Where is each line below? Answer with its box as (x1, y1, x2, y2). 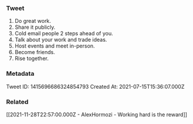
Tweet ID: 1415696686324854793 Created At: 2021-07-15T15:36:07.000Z (6, 83, 185, 90)
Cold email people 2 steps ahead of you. (14, 30, 113, 37)
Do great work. (14, 18, 51, 25)
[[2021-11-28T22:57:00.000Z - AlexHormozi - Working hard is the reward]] (6, 110, 188, 118)
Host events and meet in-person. (14, 42, 96, 49)
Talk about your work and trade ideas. (14, 36, 107, 43)
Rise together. (14, 55, 49, 62)
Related (6, 98, 29, 106)
